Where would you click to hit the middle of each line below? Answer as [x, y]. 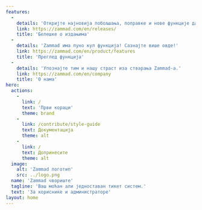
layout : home [22, 197]
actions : [22, 91]
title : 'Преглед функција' [50, 57]
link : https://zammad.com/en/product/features [76, 51]
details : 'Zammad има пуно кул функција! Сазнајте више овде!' [98, 46]
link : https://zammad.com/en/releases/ [67, 29]
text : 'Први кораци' [47, 107]
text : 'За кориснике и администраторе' [61, 192]
